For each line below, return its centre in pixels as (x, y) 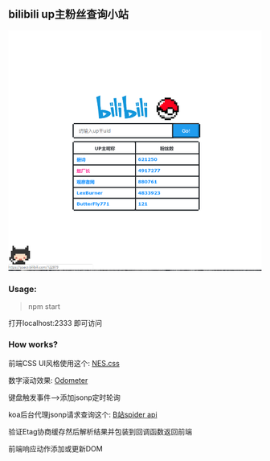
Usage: (23, 289)
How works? (33, 344)
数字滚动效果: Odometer (48, 380)
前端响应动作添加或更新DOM (55, 448)
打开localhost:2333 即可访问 (55, 323)
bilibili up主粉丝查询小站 (68, 14)
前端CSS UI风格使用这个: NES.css (64, 363)
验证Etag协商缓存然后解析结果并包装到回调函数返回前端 (100, 431)
